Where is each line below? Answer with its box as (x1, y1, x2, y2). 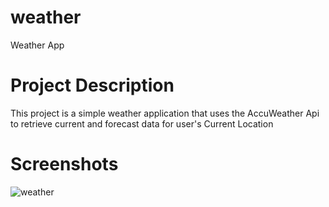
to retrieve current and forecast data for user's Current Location (10, 117, 274, 130)
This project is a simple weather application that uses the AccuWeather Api (10, 107, 320, 119)
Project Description (10, 74, 175, 97)
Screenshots (10, 153, 119, 176)
